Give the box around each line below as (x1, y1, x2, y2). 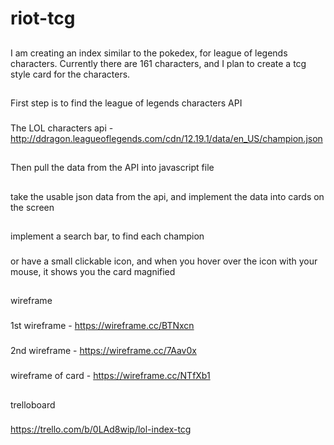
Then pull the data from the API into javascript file (10, 162, 215, 174)
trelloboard (10, 398, 56, 411)
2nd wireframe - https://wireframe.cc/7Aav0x (10, 345, 197, 357)
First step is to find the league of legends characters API (10, 97, 243, 109)
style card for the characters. (10, 68, 131, 80)
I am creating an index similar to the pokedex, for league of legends (10, 47, 288, 59)
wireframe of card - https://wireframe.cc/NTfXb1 (10, 370, 211, 382)
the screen (10, 201, 55, 213)
